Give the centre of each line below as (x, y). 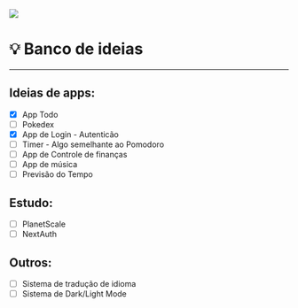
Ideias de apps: (52, 93)
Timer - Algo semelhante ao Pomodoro (93, 144)
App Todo (40, 114)
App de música (50, 165)
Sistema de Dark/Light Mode (74, 294)
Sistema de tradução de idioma (79, 283)
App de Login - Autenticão (71, 134)
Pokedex (38, 124)
